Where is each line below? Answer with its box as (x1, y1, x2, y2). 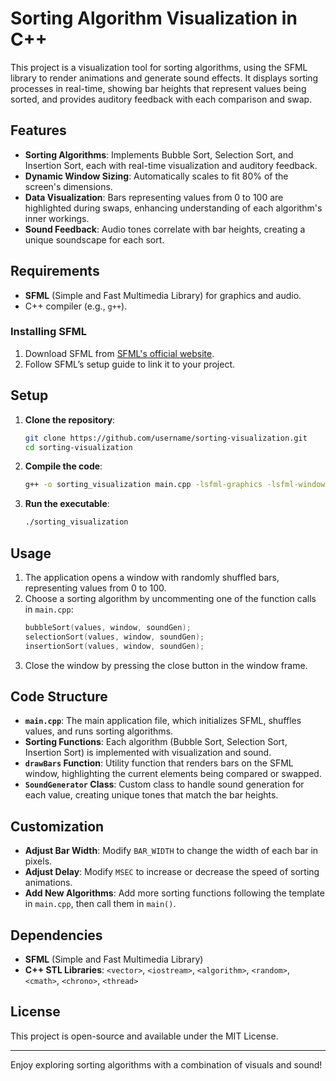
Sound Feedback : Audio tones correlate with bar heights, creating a (24, 223, 306, 235)
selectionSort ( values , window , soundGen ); (24, 632, 205, 642)
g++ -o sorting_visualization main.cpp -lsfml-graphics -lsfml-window (24, 480, 326, 490)
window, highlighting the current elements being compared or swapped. (24, 768, 322, 780)
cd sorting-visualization (24, 442, 133, 452)
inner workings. (24, 212, 90, 224)
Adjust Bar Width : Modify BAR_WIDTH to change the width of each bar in (24, 845, 319, 857)
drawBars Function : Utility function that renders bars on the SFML (24, 757, 294, 769)
